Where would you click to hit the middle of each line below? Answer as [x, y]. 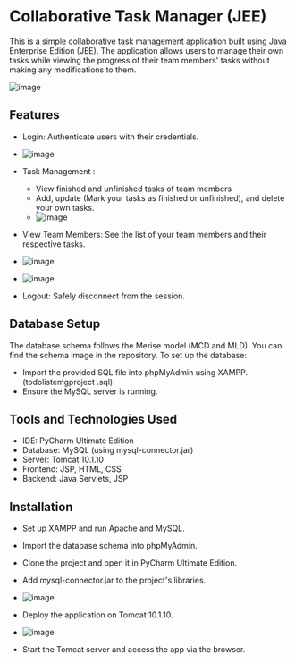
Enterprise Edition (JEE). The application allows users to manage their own [147, 50]
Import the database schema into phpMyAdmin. [110, 546]
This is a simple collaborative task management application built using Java [148, 41]
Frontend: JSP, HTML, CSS [72, 469]
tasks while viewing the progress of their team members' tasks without [139, 60]
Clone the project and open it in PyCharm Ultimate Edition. [130, 563]
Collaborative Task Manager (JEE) [138, 17]
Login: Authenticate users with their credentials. [110, 137]
